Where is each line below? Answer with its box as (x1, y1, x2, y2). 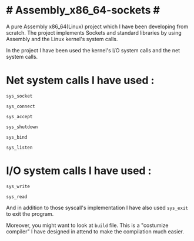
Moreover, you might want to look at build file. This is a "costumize (6, 222, 169, 229)
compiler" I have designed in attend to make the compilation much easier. (6, 227, 184, 235)
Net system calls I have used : (6, 74, 155, 87)
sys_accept (6, 113, 33, 119)
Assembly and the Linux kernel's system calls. (6, 35, 118, 42)
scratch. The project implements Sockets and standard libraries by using (6, 29, 182, 36)
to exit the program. (6, 210, 54, 217)
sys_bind (6, 134, 28, 140)
